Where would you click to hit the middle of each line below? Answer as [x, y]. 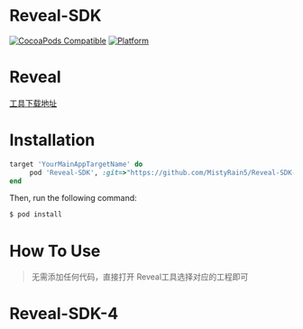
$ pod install [36, 215]
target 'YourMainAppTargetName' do [76, 164]
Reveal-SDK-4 [64, 314]
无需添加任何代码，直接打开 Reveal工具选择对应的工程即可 [140, 277]
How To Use [55, 251]
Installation [52, 140]
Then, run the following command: [73, 198]
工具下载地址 [33, 103]
